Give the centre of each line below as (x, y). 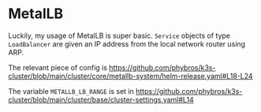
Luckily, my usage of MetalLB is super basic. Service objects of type (119, 35)
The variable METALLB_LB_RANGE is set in (71, 91)
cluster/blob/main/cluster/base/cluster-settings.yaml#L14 (101, 99)
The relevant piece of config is (58, 67)
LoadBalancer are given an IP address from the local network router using (127, 43)
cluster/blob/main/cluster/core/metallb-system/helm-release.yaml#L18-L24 (131, 76)
